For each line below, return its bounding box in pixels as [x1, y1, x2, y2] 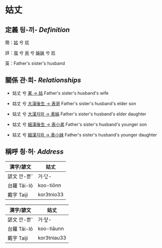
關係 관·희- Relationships [5, 76, 81, 84]
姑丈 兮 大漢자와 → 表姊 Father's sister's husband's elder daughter [12, 111, 146, 117]
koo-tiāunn [37, 225, 64, 232]
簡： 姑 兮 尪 [5, 40, 29, 45]
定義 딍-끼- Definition [5, 26, 70, 34]
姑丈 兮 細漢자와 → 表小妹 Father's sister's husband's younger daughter [12, 132, 157, 138]
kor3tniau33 [37, 234, 66, 241]
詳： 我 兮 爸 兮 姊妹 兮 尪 [5, 50, 55, 55]
